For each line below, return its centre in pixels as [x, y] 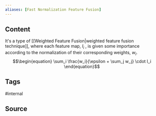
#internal [14, 94]
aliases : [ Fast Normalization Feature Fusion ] [53, 10]
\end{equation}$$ [82, 67]
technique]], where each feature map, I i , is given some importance [72, 47]
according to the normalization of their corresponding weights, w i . [71, 53]
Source [16, 109]
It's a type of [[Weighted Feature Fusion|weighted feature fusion [69, 41]
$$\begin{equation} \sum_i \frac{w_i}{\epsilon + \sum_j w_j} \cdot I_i [82, 61]
